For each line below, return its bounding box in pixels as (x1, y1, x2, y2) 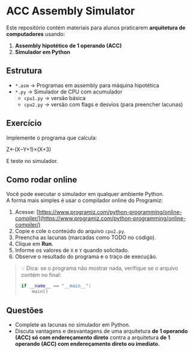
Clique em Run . (14, 240, 53, 248)
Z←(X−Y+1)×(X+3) (6, 146, 52, 153)
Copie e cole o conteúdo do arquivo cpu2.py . (14, 228, 126, 235)
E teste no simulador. (6, 157, 58, 164)
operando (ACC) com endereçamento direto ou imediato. (14, 340, 160, 347)
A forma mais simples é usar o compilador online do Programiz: (6, 197, 163, 204)
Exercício (6, 118, 42, 128)
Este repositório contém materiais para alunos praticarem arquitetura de (6, 24, 186, 31)
